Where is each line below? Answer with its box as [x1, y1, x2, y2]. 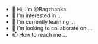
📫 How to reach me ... [11, 32, 67, 38]
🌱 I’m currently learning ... [11, 18, 75, 25]
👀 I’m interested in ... [11, 12, 62, 19]
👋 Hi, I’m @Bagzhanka [11, 6, 67, 12]
